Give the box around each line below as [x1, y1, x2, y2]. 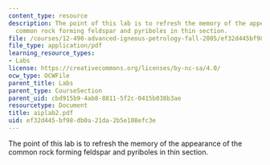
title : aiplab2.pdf [8, 109, 74, 118]
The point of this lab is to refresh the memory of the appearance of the [8, 138, 243, 148]
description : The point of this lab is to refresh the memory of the [8, 19, 247, 27]
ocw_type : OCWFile [8, 72, 70, 80]
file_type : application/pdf [8, 42, 103, 50]
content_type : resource [8, 11, 88, 20]
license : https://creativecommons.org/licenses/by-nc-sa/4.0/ [8, 64, 221, 72]
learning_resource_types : [8, 49, 95, 57]
